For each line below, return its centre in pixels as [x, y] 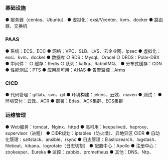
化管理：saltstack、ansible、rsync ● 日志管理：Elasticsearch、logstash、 [82, 139]
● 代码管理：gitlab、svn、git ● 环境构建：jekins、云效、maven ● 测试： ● [83, 94]
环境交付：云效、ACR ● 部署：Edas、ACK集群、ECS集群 [64, 101]
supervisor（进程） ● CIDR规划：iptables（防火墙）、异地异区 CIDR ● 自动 [82, 133]
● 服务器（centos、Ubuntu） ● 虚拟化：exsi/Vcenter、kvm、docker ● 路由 [84, 20]
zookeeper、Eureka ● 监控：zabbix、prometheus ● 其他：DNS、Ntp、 [79, 152]
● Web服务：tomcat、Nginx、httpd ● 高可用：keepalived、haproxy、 [78, 127]
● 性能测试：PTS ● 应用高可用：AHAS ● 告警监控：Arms [65, 70]
